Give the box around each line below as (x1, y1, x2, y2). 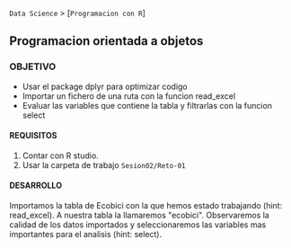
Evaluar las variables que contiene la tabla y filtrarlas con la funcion (22, 100, 272, 111)
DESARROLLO (9, 180, 63, 191)
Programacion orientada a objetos (9, 33, 204, 49)
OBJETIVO (9, 60, 57, 73)
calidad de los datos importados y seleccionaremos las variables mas (9, 219, 267, 230)
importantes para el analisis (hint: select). (9, 229, 163, 240)
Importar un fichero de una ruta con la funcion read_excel (22, 90, 236, 102)
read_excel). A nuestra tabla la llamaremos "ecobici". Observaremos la (9, 210, 269, 221)
